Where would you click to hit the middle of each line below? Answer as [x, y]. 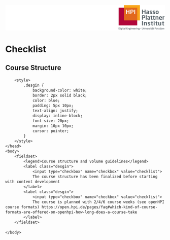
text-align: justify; [55, 111]
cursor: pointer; [51, 131]
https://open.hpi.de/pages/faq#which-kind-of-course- [99, 207]
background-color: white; [60, 90]
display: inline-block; [57, 116]
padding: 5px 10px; [53, 106]
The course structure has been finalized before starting [95, 177]
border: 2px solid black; [60, 95]
